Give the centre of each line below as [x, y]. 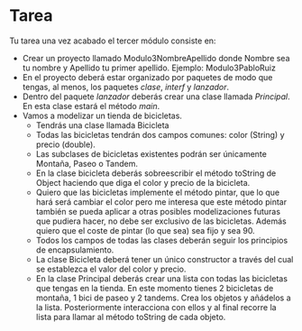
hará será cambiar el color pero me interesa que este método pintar [161, 202]
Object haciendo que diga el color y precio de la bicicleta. [143, 182]
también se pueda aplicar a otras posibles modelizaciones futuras [158, 211]
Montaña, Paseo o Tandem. [87, 163]
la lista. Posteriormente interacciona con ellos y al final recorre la [156, 307]
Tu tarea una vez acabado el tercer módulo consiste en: [113, 41]
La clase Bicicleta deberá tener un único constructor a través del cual [165, 259]
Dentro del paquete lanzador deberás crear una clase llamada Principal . [156, 97]
